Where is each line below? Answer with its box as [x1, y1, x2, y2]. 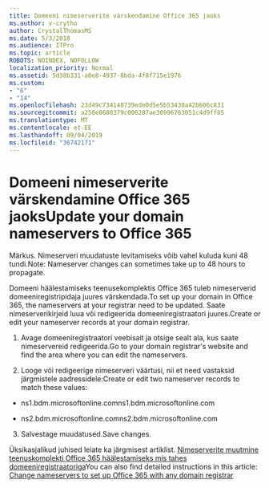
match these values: [20, 383, 88, 392]
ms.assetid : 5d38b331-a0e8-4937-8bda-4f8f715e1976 [9, 71, 182, 79]
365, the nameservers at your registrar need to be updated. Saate [9, 300, 226, 310]
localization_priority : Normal [9, 64, 114, 72]
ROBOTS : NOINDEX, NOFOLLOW [9, 57, 99, 65]
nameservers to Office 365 [9, 224, 192, 242]
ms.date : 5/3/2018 [9, 34, 70, 43]
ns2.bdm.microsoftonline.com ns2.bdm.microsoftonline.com [20, 414, 219, 424]
